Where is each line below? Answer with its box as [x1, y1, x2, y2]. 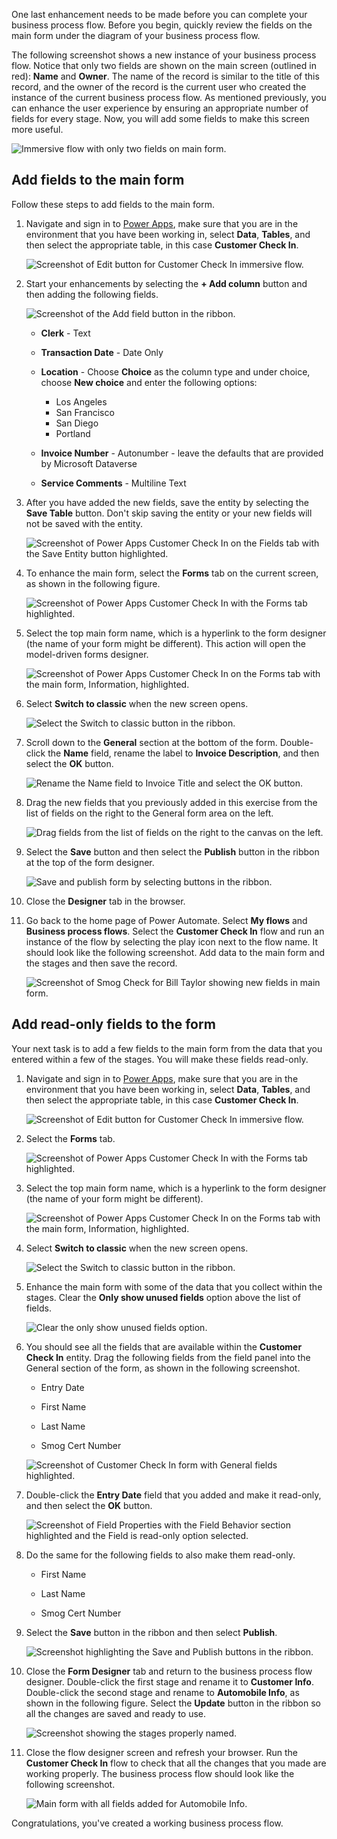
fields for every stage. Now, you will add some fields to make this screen [11, 113, 310, 124]
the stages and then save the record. [25, 957, 178, 969]
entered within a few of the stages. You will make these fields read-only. [11, 1053, 309, 1065]
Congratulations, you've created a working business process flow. [11, 1817, 284, 1829]
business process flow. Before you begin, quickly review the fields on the [11, 19, 313, 31]
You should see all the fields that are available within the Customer [25, 1340, 303, 1353]
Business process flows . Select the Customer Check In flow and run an [25, 925, 325, 937]
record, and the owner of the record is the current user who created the [11, 81, 307, 93]
